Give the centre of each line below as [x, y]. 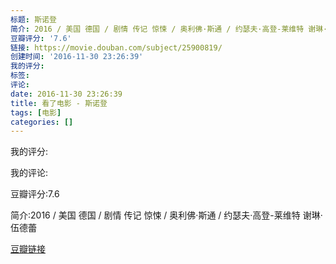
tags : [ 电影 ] [36, 112]
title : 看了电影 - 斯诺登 [59, 103]
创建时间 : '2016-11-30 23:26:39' [77, 57]
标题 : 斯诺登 [33, 19]
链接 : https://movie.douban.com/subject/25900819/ [116, 47]
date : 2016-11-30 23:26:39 [66, 94]
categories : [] [42, 122]
